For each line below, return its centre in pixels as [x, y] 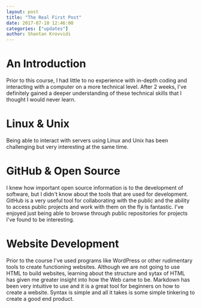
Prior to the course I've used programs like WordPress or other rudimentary [100, 260]
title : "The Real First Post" [44, 17]
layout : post [22, 12]
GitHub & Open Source [63, 171]
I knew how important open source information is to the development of [95, 187]
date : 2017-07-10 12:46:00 [40, 23]
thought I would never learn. [41, 100]
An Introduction [46, 64]
